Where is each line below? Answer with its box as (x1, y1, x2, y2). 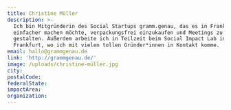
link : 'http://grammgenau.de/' (7, 55, 97, 61)
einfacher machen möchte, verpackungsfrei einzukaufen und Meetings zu (13, 29, 223, 36)
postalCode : (7, 73, 41, 81)
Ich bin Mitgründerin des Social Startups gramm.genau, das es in (13, 23, 208, 29)
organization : (7, 93, 48, 100)
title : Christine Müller (7, 10, 78, 17)
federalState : (7, 80, 48, 87)
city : (7, 67, 23, 74)
